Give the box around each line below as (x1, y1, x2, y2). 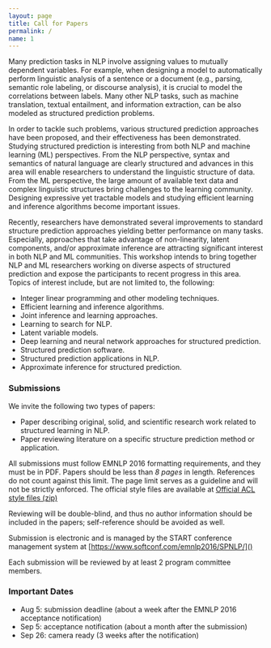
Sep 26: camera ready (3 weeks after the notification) (19, 630, 200, 640)
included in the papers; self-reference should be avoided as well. (8, 517, 225, 527)
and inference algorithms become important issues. (8, 202, 180, 212)
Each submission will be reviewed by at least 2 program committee (8, 557, 231, 567)
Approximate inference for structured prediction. (19, 363, 182, 372)
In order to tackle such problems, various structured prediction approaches (8, 124, 259, 134)
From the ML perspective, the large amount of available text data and (8, 176, 239, 186)
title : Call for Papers (8, 19, 89, 28)
